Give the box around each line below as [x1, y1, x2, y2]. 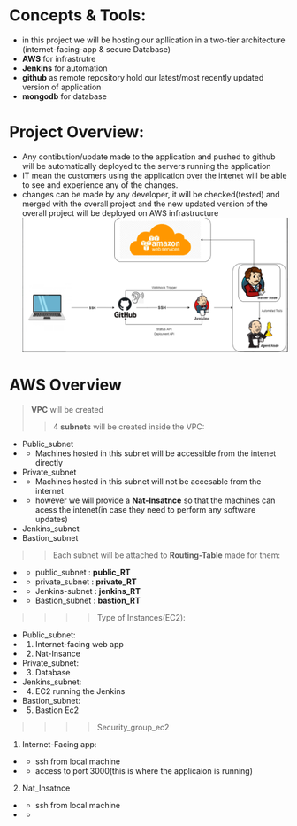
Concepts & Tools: [9, 5, 147, 26]
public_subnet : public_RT [34, 567, 131, 577]
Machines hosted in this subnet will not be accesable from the [34, 475, 262, 487]
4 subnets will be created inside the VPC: [52, 421, 205, 432]
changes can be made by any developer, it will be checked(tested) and [21, 189, 280, 199]
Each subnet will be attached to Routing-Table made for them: [52, 550, 281, 560]
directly [34, 457, 64, 467]
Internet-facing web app [34, 638, 124, 649]
